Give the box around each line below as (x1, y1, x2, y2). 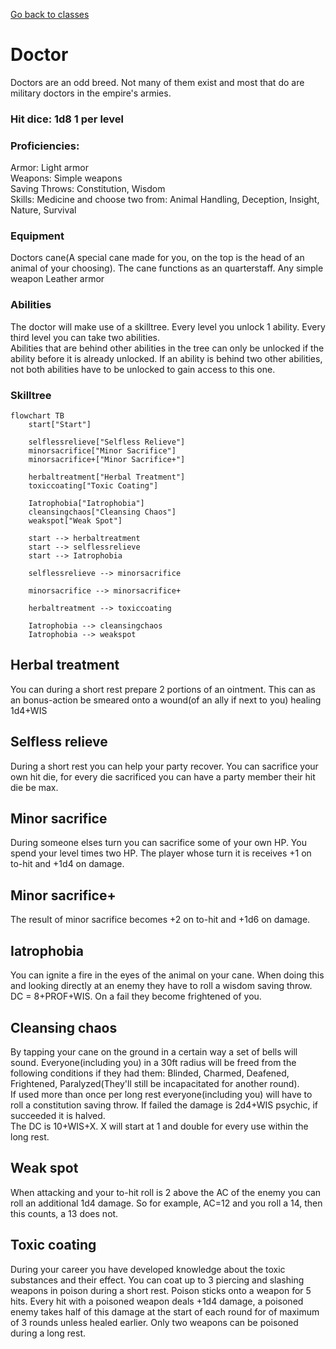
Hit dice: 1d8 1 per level (10, 112, 124, 126)
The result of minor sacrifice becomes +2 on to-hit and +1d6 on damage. (10, 914, 311, 926)
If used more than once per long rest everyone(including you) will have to (10, 1088, 313, 1100)
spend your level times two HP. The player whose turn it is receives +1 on (10, 847, 312, 859)
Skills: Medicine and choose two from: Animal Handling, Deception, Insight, (10, 194, 320, 206)
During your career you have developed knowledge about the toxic (10, 1263, 286, 1275)
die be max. (10, 781, 59, 793)
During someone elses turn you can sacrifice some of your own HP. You (10, 837, 307, 849)
